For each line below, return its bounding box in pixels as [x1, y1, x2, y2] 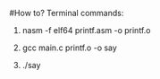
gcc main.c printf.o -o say [21, 42, 118, 53]
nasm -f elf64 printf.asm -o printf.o [21, 25, 151, 35]
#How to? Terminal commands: [9, 8, 124, 18]
